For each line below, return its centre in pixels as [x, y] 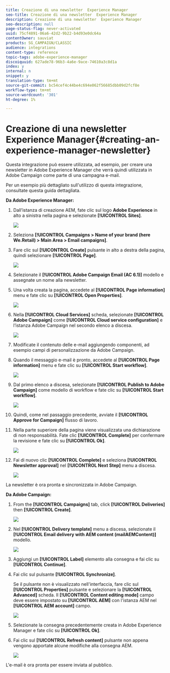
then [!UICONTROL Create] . [42, 510]
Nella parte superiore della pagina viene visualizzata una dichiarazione [87, 430]
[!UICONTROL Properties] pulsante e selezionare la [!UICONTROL [82, 590]
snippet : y [17, 76]
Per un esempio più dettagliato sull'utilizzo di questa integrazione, [74, 185]
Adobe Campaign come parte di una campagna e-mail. [63, 175]
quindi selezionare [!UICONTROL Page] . [55, 255]
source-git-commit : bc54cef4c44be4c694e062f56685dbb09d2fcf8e [73, 85]
